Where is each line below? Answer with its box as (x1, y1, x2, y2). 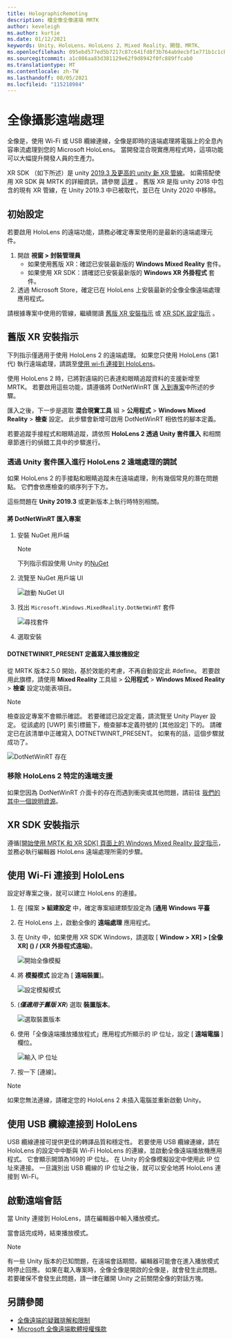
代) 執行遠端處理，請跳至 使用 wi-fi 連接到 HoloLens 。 (7, 359, 159, 368)
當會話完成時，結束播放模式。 (7, 1229, 92, 1237)
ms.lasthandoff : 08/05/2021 (7, 74, 88, 82)
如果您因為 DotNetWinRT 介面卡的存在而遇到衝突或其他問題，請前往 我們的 (7, 788, 221, 797)
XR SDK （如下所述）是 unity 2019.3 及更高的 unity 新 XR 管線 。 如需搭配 (7, 169, 215, 177)
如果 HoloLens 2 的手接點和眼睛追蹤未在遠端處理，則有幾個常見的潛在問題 (7, 474, 219, 482)
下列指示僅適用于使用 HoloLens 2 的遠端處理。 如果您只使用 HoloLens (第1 (7, 350, 219, 359)
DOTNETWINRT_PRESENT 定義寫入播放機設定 (7, 649, 140, 658)
